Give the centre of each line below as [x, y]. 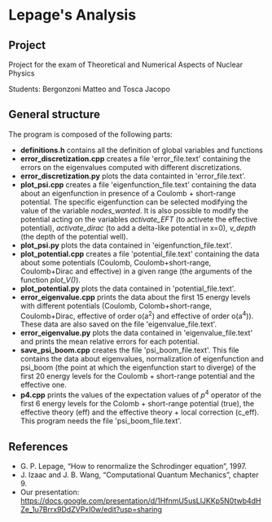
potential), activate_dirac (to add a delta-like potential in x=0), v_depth [138, 228]
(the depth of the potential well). [74, 236]
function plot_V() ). [50, 279]
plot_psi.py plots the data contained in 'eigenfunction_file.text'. [126, 245]
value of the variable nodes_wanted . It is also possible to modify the [134, 210]
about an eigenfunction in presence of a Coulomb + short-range [128, 193]
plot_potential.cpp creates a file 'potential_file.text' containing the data [140, 253]
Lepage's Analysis [72, 15]
